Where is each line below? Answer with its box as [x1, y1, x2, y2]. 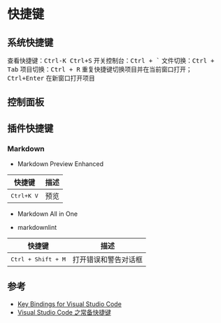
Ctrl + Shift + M [10, 255, 66, 263]
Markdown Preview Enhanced [17, 160, 104, 168]
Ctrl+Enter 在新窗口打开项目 [7, 74, 96, 82]
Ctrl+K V [10, 192, 38, 200]
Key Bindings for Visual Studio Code [17, 299, 122, 308]
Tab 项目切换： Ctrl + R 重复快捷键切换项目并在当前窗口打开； [7, 65, 192, 74]
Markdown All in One [17, 209, 78, 218]
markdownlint [17, 224, 57, 232]
